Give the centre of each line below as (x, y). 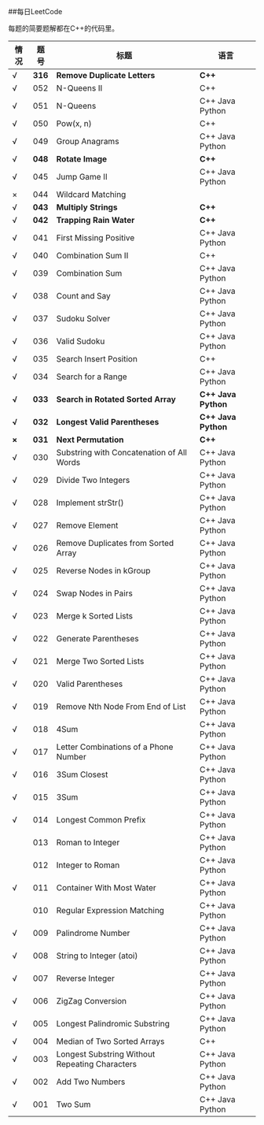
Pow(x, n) (74, 123)
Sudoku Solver (83, 319)
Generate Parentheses (97, 639)
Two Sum (73, 1104)
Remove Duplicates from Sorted (115, 543)
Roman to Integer (88, 843)
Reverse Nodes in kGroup (103, 571)
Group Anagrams (88, 141)
